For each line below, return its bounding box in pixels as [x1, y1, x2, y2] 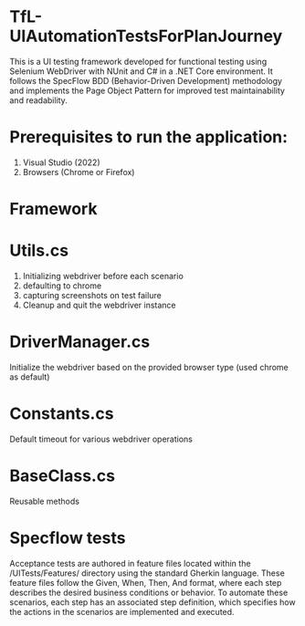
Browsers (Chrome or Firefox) [22, 166, 135, 177]
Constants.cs [9, 403, 114, 424]
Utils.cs [9, 240, 69, 261]
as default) [9, 371, 50, 382]
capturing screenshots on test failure [22, 290, 162, 300]
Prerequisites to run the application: [9, 127, 289, 148]
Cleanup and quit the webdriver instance [22, 299, 176, 310]
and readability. [9, 94, 68, 106]
